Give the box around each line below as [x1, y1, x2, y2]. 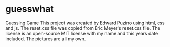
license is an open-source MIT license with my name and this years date [5, 30, 158, 36]
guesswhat [5, 3, 54, 15]
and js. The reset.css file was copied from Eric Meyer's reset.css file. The [5, 25, 160, 31]
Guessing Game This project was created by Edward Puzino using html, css [5, 20, 165, 26]
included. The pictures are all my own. [5, 36, 86, 42]
